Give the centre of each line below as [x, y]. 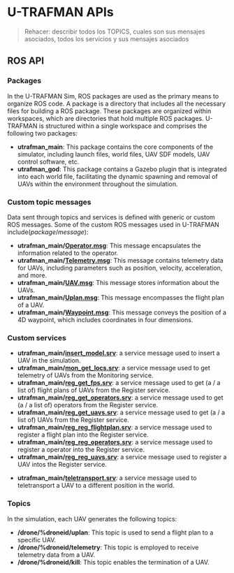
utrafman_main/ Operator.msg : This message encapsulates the [109, 245]
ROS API [25, 61]
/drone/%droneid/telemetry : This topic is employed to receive [108, 547]
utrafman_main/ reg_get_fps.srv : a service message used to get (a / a [119, 383]
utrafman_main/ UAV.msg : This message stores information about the [118, 282]
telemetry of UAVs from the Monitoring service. [85, 375]
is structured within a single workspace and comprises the [123, 126]
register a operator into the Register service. [81, 450]
